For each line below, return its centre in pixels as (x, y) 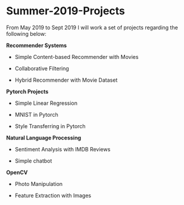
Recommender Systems (37, 45)
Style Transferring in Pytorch (50, 126)
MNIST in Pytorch (36, 114)
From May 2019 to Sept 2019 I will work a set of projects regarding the (92, 27)
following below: (26, 33)
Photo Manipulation (39, 184)
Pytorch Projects (27, 91)
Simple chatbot (33, 161)
